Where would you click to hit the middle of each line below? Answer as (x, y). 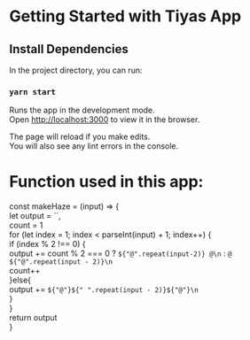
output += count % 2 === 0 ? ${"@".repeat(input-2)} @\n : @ (121, 253)
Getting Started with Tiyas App (125, 16)
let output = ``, (35, 216)
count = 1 (26, 225)
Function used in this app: (106, 182)
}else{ (20, 280)
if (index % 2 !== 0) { (47, 244)
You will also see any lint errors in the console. (94, 146)
